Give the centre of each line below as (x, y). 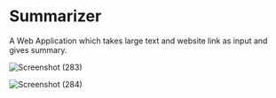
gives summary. (38, 49)
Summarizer (55, 16)
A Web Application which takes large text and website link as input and (138, 41)
